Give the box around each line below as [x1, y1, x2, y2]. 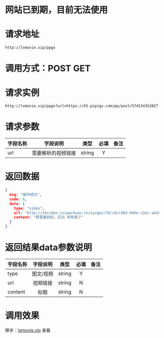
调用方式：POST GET [5, 63, 91, 74]
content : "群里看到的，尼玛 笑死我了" [14, 215, 84, 220]
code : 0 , [9, 197, 27, 202]
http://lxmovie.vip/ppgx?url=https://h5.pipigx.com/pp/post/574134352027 [5, 104, 159, 109]
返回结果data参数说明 [5, 242, 92, 253]
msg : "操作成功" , [9, 192, 42, 197]
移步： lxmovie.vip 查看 [5, 327, 51, 333]
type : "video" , [14, 206, 45, 211]
